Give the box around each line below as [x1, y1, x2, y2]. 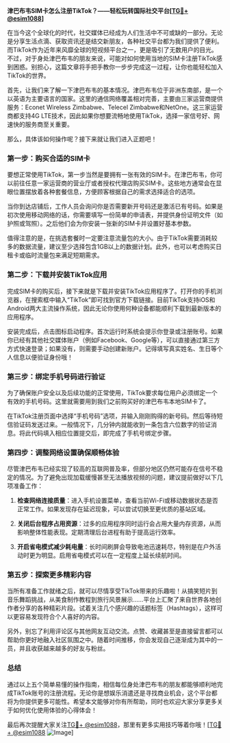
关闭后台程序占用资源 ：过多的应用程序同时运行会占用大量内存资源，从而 [16, 519, 221, 528]
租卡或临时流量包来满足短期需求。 [7, 251, 103, 259]
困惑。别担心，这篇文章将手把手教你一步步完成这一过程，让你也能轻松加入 [12, 63, 223, 71]
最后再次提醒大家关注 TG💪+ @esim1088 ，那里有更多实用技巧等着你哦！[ [7, 720, 210, 729]
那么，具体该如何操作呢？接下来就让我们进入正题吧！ [7, 135, 157, 143]
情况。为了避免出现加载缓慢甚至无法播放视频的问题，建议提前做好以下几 [18, 473, 223, 482]
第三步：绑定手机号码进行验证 [7, 372, 106, 381]
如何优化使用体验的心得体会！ [12, 706, 97, 714]
